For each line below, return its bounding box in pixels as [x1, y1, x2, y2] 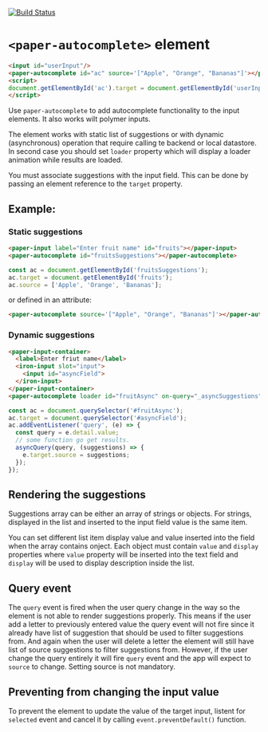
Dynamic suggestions [8, 329, 95, 340]
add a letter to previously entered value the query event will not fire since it [8, 620, 255, 629]
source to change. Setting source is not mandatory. [8, 662, 175, 671]
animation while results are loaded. [8, 155, 124, 165]
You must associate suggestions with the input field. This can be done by [8, 171, 249, 180]
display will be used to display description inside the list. [8, 558, 195, 568]
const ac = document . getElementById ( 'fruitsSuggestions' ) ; [8, 266, 209, 274]
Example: [8, 202, 56, 215]
